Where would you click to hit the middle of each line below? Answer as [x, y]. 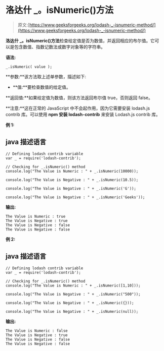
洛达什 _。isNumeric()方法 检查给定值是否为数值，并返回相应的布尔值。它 [80, 41]
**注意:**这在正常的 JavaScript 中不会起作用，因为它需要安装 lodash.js [78, 108]
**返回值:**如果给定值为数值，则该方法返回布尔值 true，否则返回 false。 [79, 98]
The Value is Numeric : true [36, 216]
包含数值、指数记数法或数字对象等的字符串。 [60, 47]
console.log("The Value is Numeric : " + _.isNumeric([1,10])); [73, 286]
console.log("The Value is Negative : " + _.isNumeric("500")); [73, 294]
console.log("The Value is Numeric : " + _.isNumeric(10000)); [72, 171]
